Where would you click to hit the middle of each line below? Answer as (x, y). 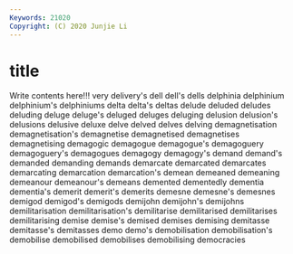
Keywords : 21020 (40, 18)
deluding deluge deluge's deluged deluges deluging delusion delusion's (144, 115)
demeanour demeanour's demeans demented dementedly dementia (137, 183)
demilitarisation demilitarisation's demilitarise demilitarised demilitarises (144, 211)
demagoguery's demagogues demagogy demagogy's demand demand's (146, 154)
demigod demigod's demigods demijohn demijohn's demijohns (127, 202)
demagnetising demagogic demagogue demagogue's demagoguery (137, 144)
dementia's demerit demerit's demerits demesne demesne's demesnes (142, 192)
